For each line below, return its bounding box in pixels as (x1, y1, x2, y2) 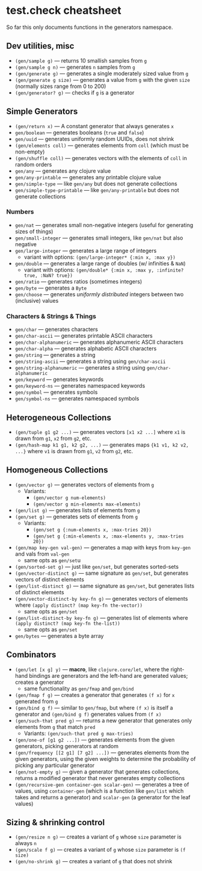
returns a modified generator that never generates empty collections (14, 774, 185, 781)
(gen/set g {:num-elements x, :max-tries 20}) (32, 527, 152, 533)
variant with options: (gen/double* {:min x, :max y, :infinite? (23, 266, 184, 273)
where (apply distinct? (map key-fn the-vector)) (14, 601, 143, 609)
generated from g (14, 698, 58, 705)
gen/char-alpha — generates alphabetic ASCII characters (14, 345, 157, 352)
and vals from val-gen (14, 550, 70, 557)
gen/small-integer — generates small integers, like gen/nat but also (14, 234, 183, 241)
